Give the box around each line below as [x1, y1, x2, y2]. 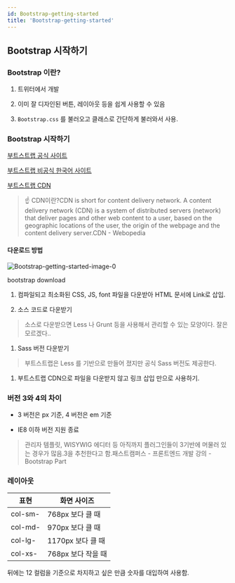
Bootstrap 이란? [7, 68, 61, 77]
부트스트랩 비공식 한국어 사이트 [7, 166, 93, 175]
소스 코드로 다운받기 [17, 305, 72, 313]
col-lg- [11, 536, 36, 546]
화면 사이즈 [60, 496, 95, 506]
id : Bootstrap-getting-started [7, 10, 99, 18]
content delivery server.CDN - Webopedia [24, 229, 146, 237]
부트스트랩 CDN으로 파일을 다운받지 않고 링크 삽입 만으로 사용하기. [17, 374, 200, 382]
